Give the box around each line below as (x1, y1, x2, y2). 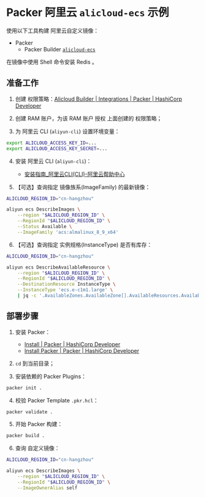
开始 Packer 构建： (15, 421, 63, 428)
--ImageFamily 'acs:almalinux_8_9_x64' (17, 229, 119, 235)
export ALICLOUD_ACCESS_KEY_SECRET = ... (6, 145, 108, 151)
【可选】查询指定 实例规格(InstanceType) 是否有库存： (15, 241, 153, 248)
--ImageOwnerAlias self (17, 485, 78, 491)
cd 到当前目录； (15, 360, 55, 367)
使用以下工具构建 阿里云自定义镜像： (6, 27, 99, 34)
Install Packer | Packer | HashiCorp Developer (24, 347, 139, 354)
